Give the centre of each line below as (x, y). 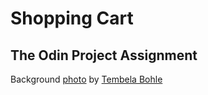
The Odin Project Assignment (104, 55)
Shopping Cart (72, 18)
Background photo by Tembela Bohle (86, 79)
